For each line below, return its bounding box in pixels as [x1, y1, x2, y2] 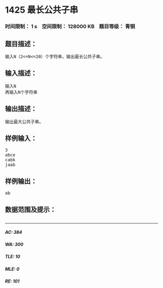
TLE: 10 [5, 254, 20, 260]
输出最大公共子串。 [5, 119, 44, 124]
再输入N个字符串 [5, 89, 38, 95]
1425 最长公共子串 [5, 4, 79, 16]
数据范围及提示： [5, 205, 56, 213]
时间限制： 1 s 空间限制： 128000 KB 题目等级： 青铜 [5, 23, 135, 30]
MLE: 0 [5, 266, 19, 272]
